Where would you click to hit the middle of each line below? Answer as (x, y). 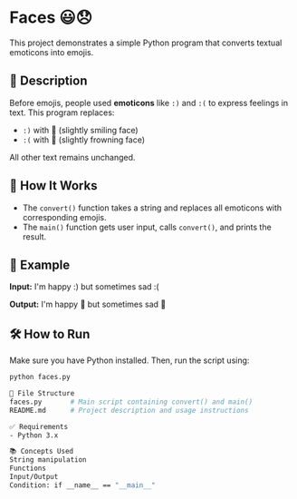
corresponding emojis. (64, 217)
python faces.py (40, 377)
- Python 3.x (34, 435)
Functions (28, 469)
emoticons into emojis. (52, 52)
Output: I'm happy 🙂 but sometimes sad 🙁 (88, 304)
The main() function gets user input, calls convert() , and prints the (147, 227)
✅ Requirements (39, 426)
